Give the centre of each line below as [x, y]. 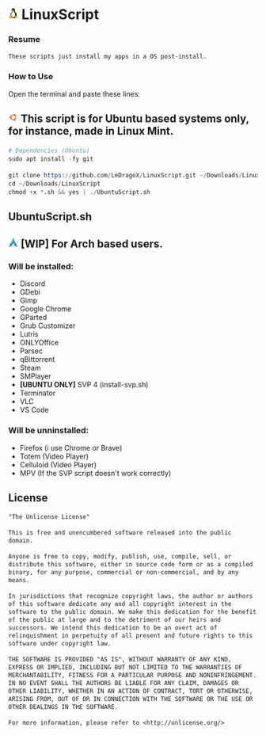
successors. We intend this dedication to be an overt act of [113, 628]
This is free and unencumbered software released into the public [120, 533]
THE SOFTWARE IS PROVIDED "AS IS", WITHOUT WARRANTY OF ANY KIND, [120, 660]
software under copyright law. [60, 644]
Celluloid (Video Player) [58, 464]
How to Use [31, 77]
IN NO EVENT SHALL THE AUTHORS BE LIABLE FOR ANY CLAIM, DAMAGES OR [123, 684]
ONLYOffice [39, 343]
